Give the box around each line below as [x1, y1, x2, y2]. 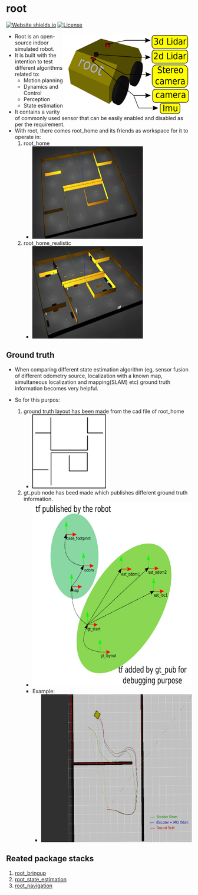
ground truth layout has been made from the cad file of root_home [23, 408, 184, 415]
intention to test [14, 58, 53, 65]
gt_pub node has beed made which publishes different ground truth [23, 489, 188, 496]
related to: [14, 70, 40, 77]
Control [23, 89, 42, 96]
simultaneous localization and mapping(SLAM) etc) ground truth [14, 378, 171, 386]
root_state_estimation [14, 875, 67, 883]
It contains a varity [14, 108, 60, 115]
